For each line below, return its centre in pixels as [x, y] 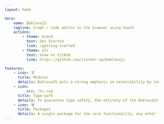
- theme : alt [35, 50]
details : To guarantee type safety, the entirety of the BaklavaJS [88, 100]
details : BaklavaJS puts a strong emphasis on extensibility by [84, 82]
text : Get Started [45, 41]
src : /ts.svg [40, 91]
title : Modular [33, 77]
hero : [10, 18]
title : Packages [34, 109]
